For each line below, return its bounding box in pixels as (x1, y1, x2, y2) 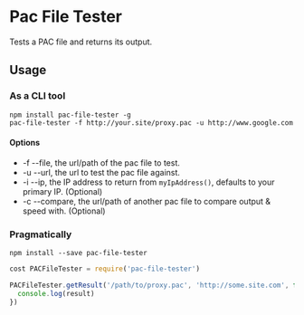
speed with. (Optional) (22, 205, 106, 216)
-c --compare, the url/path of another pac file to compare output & (22, 196, 271, 206)
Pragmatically (9, 228, 72, 241)
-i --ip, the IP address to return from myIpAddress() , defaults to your (22, 177, 275, 187)
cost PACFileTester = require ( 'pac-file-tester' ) (9, 264, 201, 273)
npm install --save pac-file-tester (9, 249, 147, 258)
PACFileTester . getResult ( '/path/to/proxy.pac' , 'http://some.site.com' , (9, 281, 290, 290)
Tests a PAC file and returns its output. (9, 36, 153, 47)
